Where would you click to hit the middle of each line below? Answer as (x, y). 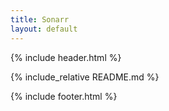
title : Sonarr (40, 19)
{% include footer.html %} (64, 96)
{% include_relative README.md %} (85, 77)
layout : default (44, 29)
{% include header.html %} (66, 57)
